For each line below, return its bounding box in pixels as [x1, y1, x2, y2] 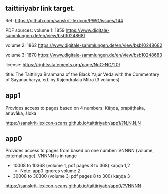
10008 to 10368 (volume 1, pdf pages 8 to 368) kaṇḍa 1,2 [12, 163, 130, 169]
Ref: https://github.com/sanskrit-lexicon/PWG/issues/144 [5, 17, 124, 23]
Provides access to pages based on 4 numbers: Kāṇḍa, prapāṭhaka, [5, 105, 145, 111]
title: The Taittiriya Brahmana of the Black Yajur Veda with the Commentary [5, 71, 159, 77]
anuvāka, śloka [5, 110, 37, 116]
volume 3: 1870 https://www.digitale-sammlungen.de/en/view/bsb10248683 [5, 52, 163, 58]
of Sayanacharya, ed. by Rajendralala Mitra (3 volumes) [5, 76, 120, 82]
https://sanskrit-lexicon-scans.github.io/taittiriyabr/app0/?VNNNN [5, 183, 141, 189]
